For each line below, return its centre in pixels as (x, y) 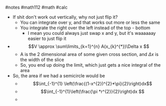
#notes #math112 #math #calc (36, 7)
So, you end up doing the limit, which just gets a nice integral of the (90, 65)
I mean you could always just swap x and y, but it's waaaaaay (92, 33)
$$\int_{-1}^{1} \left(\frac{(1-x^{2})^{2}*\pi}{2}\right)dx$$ (93, 84)
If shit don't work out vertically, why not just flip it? (65, 17)
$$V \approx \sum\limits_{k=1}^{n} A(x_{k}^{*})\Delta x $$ (89, 46)
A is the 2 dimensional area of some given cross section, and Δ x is (89, 54)
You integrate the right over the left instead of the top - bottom (85, 28)
